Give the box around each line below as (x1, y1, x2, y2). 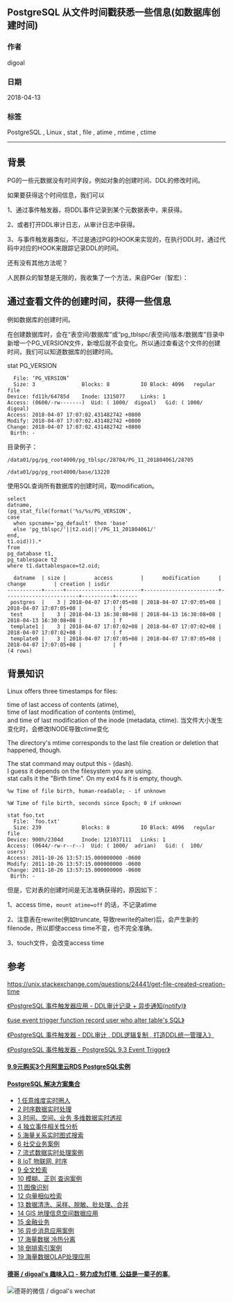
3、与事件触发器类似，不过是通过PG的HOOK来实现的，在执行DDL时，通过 (7, 235, 220, 244)
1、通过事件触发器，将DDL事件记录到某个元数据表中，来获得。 (7, 206, 186, 214)
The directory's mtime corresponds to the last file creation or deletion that (7, 738, 218, 746)
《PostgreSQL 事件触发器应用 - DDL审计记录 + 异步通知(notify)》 (7, 1001, 187, 1010)
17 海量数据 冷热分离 (17, 1235, 76, 1244)
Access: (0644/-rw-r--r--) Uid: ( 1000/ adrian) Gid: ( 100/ (7, 842, 203, 849)
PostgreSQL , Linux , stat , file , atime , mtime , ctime (7, 128, 157, 137)
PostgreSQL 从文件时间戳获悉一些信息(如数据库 (7, 6, 212, 19)
